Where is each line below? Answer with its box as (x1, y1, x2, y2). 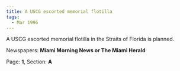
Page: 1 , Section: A (6, 58, 52, 65)
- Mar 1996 (11, 19, 38, 25)
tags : (6, 14, 20, 20)
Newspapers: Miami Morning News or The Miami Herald (6, 47, 146, 54)
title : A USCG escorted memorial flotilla (6, 8, 112, 15)
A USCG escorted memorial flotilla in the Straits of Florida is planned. (6, 36, 175, 43)
